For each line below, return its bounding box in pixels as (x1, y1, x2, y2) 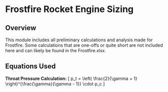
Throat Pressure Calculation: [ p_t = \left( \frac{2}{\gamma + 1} (5, 75, 138, 81)
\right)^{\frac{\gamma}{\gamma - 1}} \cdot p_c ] (5, 80, 105, 86)
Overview (5, 24, 37, 32)
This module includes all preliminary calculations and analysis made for (5, 37, 153, 43)
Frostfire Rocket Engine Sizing (5, 4, 134, 15)
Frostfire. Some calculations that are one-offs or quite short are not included (5, 42, 163, 48)
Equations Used (5, 62, 56, 71)
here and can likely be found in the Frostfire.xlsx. (5, 48, 107, 53)
